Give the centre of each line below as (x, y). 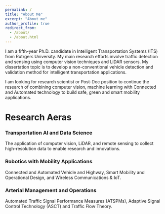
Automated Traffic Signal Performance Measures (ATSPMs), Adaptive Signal (83, 201)
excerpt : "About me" (26, 19)
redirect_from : (21, 28)
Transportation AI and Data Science (49, 133)
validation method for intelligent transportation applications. (66, 72)
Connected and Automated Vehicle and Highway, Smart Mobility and (75, 172)
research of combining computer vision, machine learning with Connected (81, 87)
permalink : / (19, 10)
